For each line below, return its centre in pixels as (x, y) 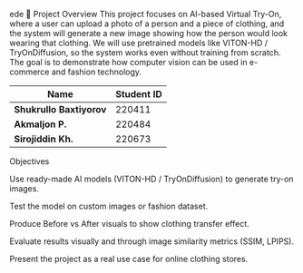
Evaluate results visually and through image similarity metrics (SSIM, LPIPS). (152, 241)
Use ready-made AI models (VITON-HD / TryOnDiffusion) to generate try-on (151, 179)
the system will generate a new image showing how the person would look (149, 33)
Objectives (29, 161)
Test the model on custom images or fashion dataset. (109, 206)
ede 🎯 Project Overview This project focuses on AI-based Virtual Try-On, (146, 14)
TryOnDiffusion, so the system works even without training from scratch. (145, 53)
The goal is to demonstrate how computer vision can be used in (128, 62)
